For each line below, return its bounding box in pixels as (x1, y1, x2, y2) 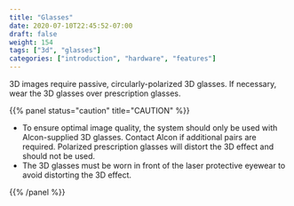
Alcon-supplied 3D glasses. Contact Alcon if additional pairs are (21, 132, 257, 142)
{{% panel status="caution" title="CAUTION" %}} (9, 106, 190, 115)
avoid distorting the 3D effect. (21, 170, 131, 180)
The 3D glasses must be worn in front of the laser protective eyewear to (21, 161, 286, 170)
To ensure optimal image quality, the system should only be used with (21, 123, 278, 133)
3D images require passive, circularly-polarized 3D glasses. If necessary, (9, 79, 277, 89)
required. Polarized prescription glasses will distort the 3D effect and (21, 141, 274, 152)
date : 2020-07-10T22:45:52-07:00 (9, 21, 133, 30)
